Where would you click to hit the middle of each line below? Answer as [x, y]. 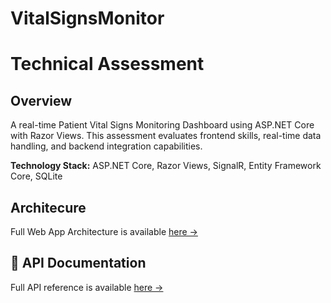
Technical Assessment [107, 64]
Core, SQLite [36, 176]
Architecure [48, 207]
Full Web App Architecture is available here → [104, 231]
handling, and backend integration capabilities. [106, 146]
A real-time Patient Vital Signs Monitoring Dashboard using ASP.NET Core [162, 125]
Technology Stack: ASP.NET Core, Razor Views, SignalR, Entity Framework [166, 166]
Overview [41, 100]
